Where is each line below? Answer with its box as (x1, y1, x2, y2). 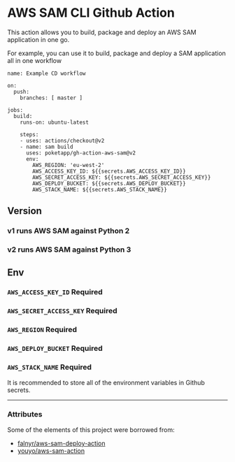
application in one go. (7, 35, 70, 43)
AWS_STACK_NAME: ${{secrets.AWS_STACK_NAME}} (32, 186, 168, 193)
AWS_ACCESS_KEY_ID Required (7, 287, 103, 297)
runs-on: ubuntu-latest (20, 119, 90, 126)
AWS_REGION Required (7, 325, 78, 335)
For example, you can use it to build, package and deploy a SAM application (7, 49, 226, 57)
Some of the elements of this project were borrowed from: (7, 425, 175, 434)
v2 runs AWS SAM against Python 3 (7, 245, 131, 254)
